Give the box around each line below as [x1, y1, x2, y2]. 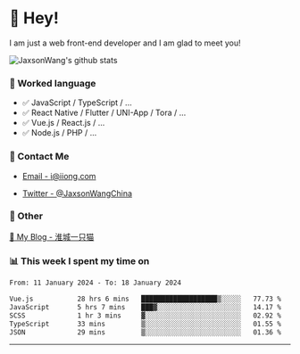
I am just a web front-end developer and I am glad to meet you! [9, 37, 241, 48]
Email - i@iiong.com [21, 170, 96, 181]
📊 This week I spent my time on [9, 254, 150, 267]
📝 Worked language [9, 77, 96, 89]
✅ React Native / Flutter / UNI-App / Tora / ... [21, 107, 187, 119]
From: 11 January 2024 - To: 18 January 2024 [9, 278, 181, 288]
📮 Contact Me [9, 151, 70, 163]
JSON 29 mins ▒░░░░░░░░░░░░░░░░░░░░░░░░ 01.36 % [9, 327, 281, 337]
